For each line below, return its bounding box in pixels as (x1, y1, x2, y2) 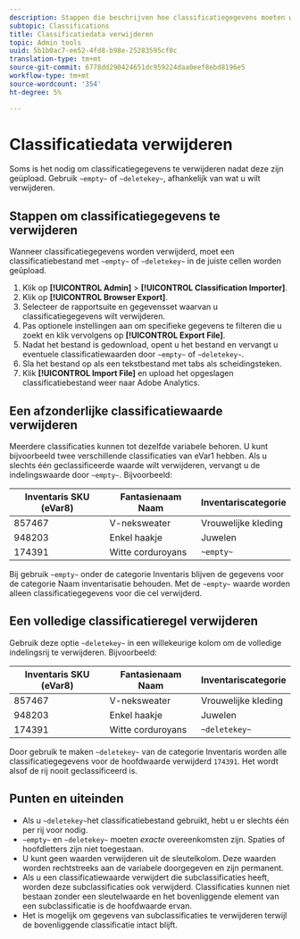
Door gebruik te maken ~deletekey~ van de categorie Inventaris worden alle (9, 746, 287, 757)
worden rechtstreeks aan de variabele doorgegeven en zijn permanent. (21, 862, 284, 873)
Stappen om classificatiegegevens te (9, 208, 221, 223)
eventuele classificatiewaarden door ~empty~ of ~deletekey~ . (21, 349, 245, 360)
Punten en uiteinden (9, 792, 124, 807)
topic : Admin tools (9, 38, 82, 47)
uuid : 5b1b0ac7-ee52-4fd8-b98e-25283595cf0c (9, 46, 178, 55)
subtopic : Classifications (9, 21, 110, 30)
